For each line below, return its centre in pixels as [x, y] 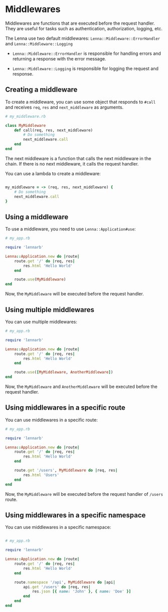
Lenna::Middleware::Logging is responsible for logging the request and [86, 68]
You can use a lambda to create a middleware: [53, 173]
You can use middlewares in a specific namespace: [58, 527]
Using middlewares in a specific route [65, 408]
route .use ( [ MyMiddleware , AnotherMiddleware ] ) [64, 372]
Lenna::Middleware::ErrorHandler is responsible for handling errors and [87, 53]
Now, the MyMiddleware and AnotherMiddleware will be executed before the [81, 387]
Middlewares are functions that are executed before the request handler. [80, 23]
